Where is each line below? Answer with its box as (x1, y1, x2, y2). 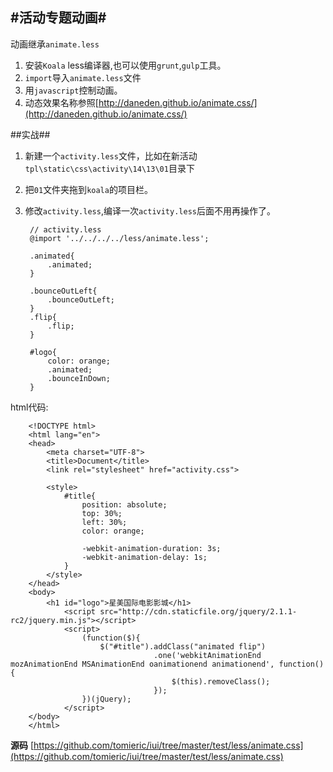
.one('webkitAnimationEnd (153, 650, 262, 660)
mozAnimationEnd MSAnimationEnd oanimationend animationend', (10, 659, 275, 669)
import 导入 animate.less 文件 (24, 71, 142, 83)
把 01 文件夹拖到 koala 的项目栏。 (24, 183, 153, 195)
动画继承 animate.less (10, 38, 100, 50)
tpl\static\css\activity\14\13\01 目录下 (24, 162, 195, 174)
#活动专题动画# (10, 9, 107, 27)
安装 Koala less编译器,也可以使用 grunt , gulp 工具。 (24, 59, 227, 71)
